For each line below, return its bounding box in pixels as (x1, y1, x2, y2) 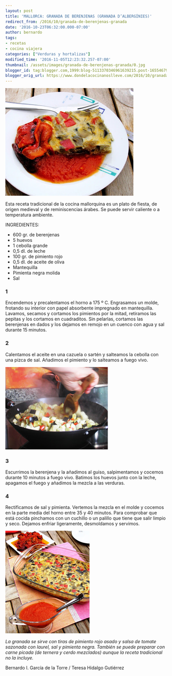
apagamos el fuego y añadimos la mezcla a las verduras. (5, 480, 125, 486)
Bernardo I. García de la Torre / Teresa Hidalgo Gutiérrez (5, 665, 124, 671)
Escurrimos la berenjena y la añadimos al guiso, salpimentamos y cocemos (5, 469, 164, 475)
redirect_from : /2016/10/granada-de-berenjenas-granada (5, 19, 127, 24)
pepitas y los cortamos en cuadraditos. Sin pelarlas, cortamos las (5, 316, 143, 322)
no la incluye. (5, 655, 34, 661)
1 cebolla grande (12, 242, 48, 249)
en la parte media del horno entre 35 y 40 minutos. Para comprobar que (5, 510, 157, 516)
